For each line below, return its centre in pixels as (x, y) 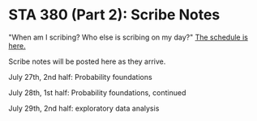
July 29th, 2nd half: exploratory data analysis (84, 108)
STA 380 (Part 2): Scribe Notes (114, 15)
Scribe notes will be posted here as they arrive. (87, 61)
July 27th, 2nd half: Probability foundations (80, 77)
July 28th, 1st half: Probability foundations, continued (97, 92)
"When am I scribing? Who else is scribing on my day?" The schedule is (128, 37)
